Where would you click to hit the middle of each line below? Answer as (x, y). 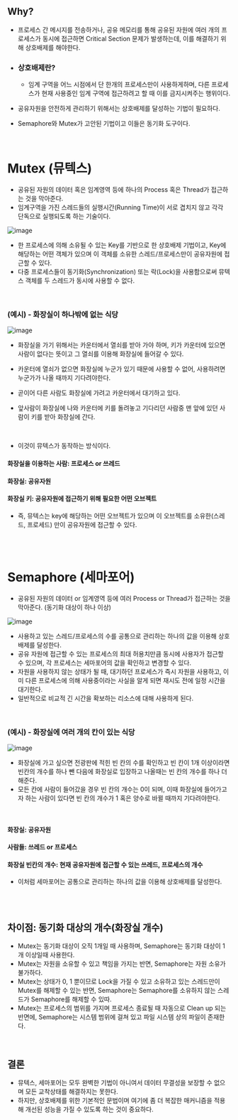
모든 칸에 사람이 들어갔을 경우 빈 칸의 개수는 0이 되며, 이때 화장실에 (110, 789)
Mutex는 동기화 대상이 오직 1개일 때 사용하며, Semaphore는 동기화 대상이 (119, 946)
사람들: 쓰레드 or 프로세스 (42, 847)
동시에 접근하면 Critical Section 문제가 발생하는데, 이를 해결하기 (131, 38)
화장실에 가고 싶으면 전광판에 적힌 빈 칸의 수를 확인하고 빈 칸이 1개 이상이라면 (124, 762)
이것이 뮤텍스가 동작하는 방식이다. (64, 446)
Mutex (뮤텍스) (50, 169)
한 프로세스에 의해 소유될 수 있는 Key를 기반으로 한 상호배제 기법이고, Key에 (122, 245)
